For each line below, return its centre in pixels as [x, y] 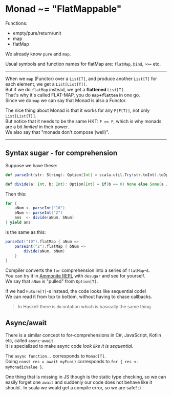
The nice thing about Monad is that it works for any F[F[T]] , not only [78, 110]
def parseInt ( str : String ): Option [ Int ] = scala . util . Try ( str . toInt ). [82, 175]
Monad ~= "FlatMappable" [63, 9]
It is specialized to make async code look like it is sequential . [69, 346]
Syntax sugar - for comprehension [61, 153]
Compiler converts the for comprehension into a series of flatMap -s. [78, 270]
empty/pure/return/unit [37, 33]
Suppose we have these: [31, 165]
